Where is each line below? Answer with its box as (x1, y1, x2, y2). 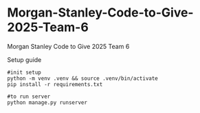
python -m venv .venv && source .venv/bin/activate (7, 74, 158, 82)
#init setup (7, 69, 41, 76)
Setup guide (7, 55, 42, 63)
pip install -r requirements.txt (7, 81, 103, 88)
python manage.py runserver (7, 99, 88, 106)
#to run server (7, 93, 51, 100)
